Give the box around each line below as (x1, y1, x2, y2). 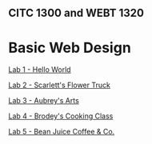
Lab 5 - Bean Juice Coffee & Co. (8, 127, 115, 137)
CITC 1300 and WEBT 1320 (8, 6, 144, 20)
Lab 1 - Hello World (8, 65, 71, 74)
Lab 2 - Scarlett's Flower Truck (8, 80, 110, 90)
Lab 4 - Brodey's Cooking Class (8, 111, 114, 121)
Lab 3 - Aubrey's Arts (8, 96, 80, 106)
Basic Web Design (8, 38, 132, 57)
